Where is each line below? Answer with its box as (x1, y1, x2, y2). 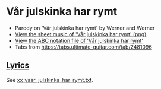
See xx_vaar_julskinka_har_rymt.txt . (6, 76, 94, 83)
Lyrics (6, 61, 30, 71)
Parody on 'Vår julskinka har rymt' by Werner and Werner (14, 24, 155, 31)
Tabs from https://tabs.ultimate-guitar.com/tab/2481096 (14, 43, 153, 50)
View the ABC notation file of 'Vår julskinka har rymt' (14, 37, 144, 44)
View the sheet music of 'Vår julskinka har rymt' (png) (14, 30, 147, 37)
